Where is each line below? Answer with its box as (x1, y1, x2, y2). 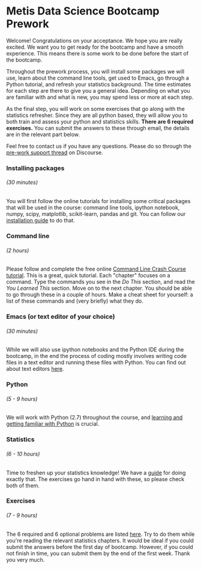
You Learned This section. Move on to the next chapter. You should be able (6, 284, 193, 292)
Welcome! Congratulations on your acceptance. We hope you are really (6, 37, 183, 44)
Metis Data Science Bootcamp (6, 4, 160, 18)
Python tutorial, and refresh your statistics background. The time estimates (6, 80, 191, 88)
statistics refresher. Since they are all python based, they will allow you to (6, 112, 188, 119)
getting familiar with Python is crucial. (6, 420, 100, 427)
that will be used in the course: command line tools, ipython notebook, (6, 204, 180, 212)
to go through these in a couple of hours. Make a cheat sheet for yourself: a (6, 291, 193, 298)
